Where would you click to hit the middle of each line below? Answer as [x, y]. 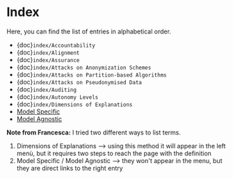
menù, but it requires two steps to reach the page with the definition [114, 153]
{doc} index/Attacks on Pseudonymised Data [79, 81]
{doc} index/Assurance [48, 59]
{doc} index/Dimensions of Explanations [74, 104]
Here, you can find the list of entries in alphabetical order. [89, 31]
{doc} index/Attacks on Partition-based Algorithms [92, 75]
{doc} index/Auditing [47, 89]
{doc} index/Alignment [48, 52]
